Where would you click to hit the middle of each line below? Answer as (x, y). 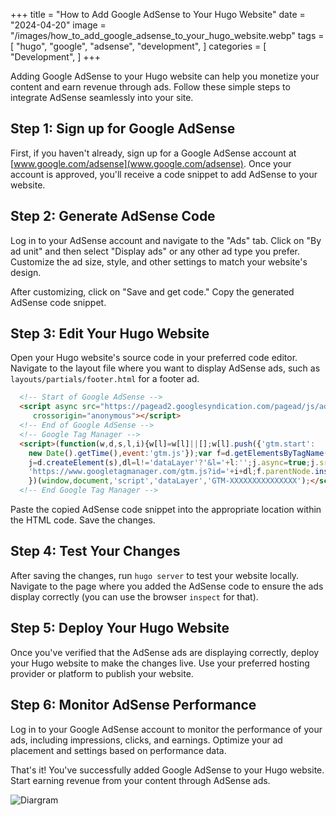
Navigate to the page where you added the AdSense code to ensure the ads (167, 586)
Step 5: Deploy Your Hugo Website (120, 628)
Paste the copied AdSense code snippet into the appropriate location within (166, 510)
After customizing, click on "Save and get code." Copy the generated (152, 291)
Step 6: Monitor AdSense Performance (133, 705)
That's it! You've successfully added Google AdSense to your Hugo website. (167, 770)
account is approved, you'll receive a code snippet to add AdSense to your (164, 174)
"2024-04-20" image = (58, 25)
